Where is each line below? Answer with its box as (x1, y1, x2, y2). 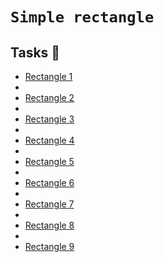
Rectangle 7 (24, 198, 75, 210)
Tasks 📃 (10, 44, 61, 61)
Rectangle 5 (24, 156, 75, 167)
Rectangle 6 (24, 177, 75, 188)
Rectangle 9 (24, 241, 75, 252)
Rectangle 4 (24, 134, 75, 146)
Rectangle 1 (24, 71, 73, 82)
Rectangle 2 (24, 92, 75, 103)
